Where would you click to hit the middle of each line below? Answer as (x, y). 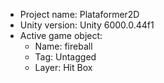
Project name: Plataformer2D (79, 14)
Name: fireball (63, 46)
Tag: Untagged (65, 57)
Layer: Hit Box (63, 67)
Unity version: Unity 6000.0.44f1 (87, 25)
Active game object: (61, 35)
